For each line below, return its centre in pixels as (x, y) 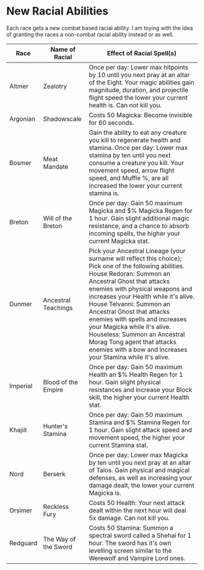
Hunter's (56, 426)
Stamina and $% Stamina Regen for (139, 422)
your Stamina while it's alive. (129, 357)
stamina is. (104, 193)
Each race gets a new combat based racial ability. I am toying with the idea (100, 28)
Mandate (56, 166)
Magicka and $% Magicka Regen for (141, 211)
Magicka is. (105, 493)
